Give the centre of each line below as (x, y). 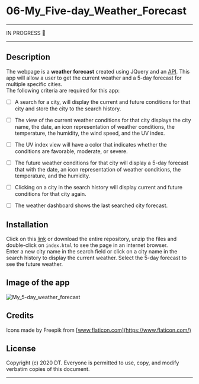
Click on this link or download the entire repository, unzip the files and (92, 239)
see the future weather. (35, 264)
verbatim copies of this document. (48, 369)
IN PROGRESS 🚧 (26, 33)
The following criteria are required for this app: (63, 90)
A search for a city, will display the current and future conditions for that (102, 101)
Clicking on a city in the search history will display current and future (98, 187)
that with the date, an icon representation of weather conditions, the (98, 169)
